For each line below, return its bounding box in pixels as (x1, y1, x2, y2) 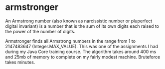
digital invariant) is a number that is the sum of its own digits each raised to (5, 23, 160, 29)
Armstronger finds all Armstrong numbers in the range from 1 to (5, 38, 136, 44)
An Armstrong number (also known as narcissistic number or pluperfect (5, 18, 153, 24)
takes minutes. (5, 59, 35, 65)
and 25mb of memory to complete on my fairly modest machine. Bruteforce (5, 54, 161, 60)
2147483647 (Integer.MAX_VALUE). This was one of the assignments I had (5, 43, 159, 49)
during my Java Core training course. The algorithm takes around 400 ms (5, 49, 156, 55)
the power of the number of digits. (5, 28, 76, 34)
